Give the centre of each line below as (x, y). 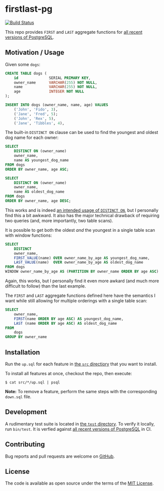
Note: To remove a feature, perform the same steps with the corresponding (81, 391)
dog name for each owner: (32, 137)
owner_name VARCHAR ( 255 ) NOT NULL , (56, 82)
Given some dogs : (23, 64)
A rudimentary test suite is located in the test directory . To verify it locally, (80, 424)
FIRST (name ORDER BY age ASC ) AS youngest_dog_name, (69, 319)
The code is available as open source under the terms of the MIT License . (80, 483)
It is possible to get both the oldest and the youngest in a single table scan (80, 230)
